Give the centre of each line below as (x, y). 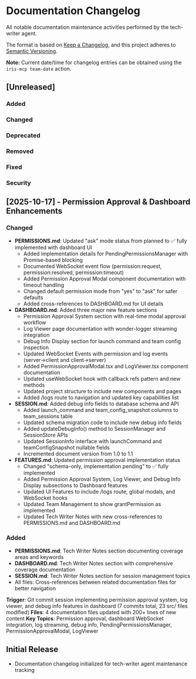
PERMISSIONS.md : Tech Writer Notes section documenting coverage (99, 551)
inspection (36, 347)
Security (18, 182)
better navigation (35, 588)
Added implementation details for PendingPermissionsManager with (106, 254)
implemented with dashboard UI (53, 247)
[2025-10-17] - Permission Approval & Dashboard (98, 202)
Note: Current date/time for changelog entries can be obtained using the (94, 62)
